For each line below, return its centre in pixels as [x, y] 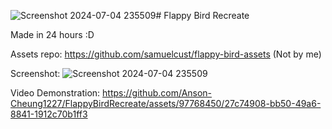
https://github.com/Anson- [157, 93]
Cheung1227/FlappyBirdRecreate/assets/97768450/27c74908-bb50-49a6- [166, 103]
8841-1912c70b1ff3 [49, 114]
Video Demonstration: [55, 93]
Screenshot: [35, 73]
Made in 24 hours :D [52, 34]
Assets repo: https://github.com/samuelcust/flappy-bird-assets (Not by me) [166, 54]
